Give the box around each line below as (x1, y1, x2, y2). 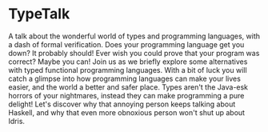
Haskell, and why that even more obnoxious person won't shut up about (8, 107, 246, 117)
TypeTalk (8, 5, 70, 23)
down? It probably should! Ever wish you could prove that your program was (8, 48, 260, 58)
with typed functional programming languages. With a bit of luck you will (8, 65, 247, 74)
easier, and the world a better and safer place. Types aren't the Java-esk (8, 82, 249, 92)
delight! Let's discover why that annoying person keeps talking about (8, 99, 236, 109)
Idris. (8, 116, 26, 126)
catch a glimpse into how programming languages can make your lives (8, 74, 242, 83)
